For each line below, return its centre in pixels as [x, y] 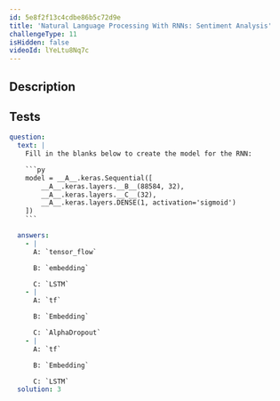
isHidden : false [39, 42]
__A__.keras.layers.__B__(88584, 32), [113, 186]
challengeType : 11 [43, 34]
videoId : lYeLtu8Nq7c [49, 51]
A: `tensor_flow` [65, 252]
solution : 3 [40, 389]
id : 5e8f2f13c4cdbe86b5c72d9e [65, 17]
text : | [32, 146]
